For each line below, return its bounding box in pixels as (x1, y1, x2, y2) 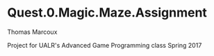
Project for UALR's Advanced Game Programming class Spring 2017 (7, 41, 202, 49)
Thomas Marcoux (7, 28, 58, 36)
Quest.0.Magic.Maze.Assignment (7, 5, 207, 21)
